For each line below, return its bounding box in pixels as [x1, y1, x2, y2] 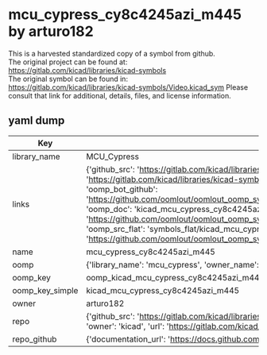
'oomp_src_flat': [86, 223, 145, 234]
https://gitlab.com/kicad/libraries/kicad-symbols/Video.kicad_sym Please [8, 82, 249, 92]
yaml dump [8, 114, 65, 128]
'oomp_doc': [86, 203, 133, 214]
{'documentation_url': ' [86, 334, 171, 345]
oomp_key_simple [12, 284, 79, 295]
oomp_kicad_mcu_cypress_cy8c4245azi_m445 [86, 272, 265, 283]
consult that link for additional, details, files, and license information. [8, 91, 232, 100]
